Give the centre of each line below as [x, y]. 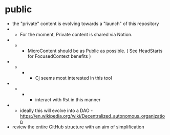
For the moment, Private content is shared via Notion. [76, 34]
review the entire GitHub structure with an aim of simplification [78, 127]
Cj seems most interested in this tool [73, 78]
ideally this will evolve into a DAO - [56, 110]
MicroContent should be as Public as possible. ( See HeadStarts [95, 51]
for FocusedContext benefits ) [59, 56]
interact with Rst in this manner [68, 99]
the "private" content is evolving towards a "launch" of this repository [86, 24]
